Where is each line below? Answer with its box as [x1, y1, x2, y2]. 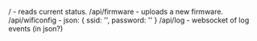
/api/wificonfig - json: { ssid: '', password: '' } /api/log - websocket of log [8, 15, 250, 25]
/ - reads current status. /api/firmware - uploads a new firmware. [8, 7, 224, 16]
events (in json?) [8, 24, 64, 33]
